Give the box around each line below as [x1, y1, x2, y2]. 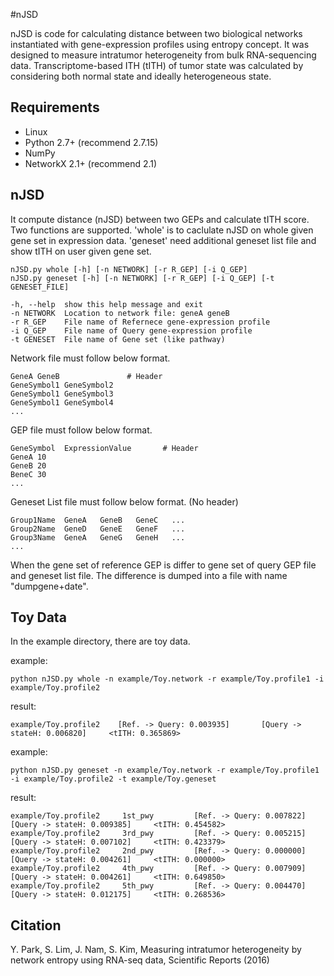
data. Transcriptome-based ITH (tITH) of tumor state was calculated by [10, 60, 304, 71]
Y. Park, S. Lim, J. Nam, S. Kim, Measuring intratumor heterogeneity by [10, 944, 302, 956]
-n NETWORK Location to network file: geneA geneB [10, 308, 230, 318]
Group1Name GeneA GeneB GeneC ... [10, 515, 186, 525]
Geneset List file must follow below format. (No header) [10, 495, 239, 508]
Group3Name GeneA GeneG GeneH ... [10, 532, 186, 543]
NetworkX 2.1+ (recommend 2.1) [24, 157, 158, 169]
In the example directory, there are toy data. [10, 635, 191, 648]
